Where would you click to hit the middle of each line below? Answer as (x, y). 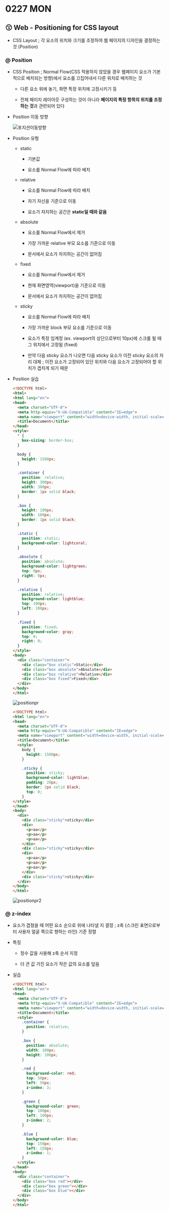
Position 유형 (26, 138)
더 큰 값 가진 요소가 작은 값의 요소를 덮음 (60, 964)
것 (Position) (25, 47)
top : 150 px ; (39, 1144)
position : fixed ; (40, 627)
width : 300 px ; (37, 487)
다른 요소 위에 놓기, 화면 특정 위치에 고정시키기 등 (68, 89)
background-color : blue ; (52, 1139)
